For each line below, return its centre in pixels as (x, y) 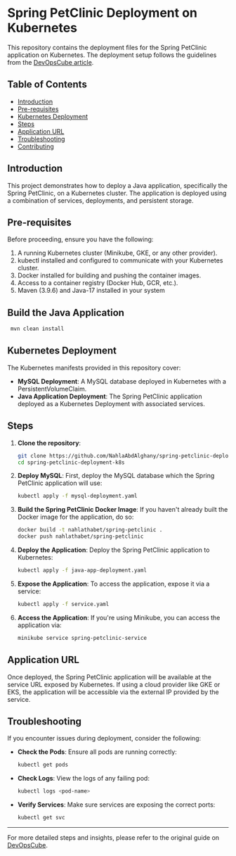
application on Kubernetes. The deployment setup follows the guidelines (112, 55)
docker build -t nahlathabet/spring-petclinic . (90, 530)
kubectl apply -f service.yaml (63, 604)
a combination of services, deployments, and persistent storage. (100, 200)
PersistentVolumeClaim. (52, 389)
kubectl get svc (41, 818)
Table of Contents (47, 85)
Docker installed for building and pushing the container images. (109, 275)
